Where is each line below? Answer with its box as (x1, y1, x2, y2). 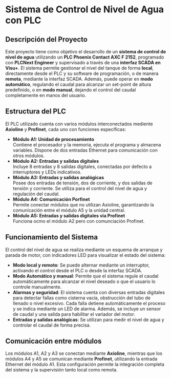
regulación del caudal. (12, 191, 60, 197)
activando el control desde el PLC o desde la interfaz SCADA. (12, 267, 142, 273)
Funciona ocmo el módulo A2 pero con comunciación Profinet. (12, 218, 145, 224)
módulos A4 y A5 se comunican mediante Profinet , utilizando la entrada (5, 356, 158, 362)
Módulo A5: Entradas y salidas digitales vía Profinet (12, 212, 125, 219)
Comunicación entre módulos (5, 337, 102, 346)
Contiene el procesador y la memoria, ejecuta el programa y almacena (12, 141, 161, 147)
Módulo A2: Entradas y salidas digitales (12, 158, 99, 164)
